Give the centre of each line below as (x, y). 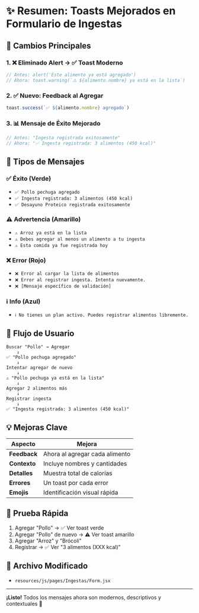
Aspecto (23, 444)
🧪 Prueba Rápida (37, 513)
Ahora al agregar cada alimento (87, 454)
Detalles (21, 473)
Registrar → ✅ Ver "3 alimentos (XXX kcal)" (68, 547)
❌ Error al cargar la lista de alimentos (67, 274)
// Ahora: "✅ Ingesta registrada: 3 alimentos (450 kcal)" (81, 143)
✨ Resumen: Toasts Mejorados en (91, 11)
